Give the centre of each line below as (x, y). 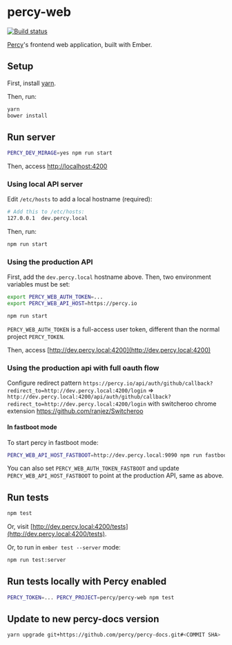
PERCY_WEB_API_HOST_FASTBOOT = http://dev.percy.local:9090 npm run (105, 455)
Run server (31, 137)
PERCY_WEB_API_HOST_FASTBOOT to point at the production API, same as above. (116, 475)
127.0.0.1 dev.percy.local (48, 219)
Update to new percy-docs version (83, 619)
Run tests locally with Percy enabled (87, 582)
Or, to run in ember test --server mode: (64, 547)
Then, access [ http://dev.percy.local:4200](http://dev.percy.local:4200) (109, 350)
